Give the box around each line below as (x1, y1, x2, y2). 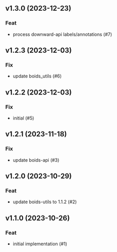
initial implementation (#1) (12, 241, 68, 247)
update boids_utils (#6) (12, 73, 62, 79)
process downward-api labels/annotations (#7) (12, 31, 112, 37)
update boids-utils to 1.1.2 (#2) (12, 199, 77, 205)
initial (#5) (12, 115, 34, 121)
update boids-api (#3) (12, 157, 60, 163)
